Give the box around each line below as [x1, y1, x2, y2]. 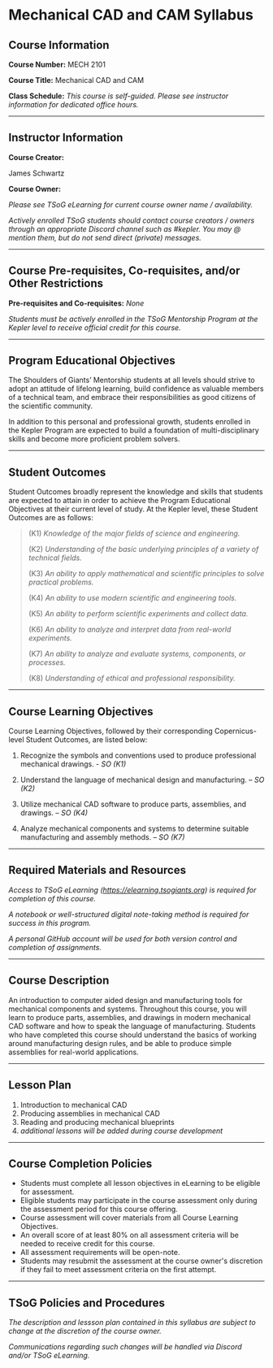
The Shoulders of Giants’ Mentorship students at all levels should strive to [8, 376, 256, 385]
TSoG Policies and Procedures [8, 1296, 165, 1309]
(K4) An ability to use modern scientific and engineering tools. [28, 593, 237, 603]
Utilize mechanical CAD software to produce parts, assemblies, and [19, 799, 246, 810]
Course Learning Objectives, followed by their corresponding [8, 726, 213, 736]
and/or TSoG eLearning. [8, 1351, 90, 1361]
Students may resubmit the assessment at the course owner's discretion [19, 1256, 263, 1266]
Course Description [8, 974, 110, 988]
